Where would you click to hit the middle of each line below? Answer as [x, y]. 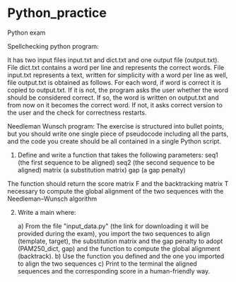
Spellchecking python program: [53, 46]
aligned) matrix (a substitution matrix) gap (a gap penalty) [101, 170]
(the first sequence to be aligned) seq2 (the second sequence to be [116, 162]
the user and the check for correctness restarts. [77, 112]
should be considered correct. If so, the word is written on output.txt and [113, 98]
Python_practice [57, 13]
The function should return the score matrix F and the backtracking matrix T [118, 183]
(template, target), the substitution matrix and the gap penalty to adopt [120, 241]
